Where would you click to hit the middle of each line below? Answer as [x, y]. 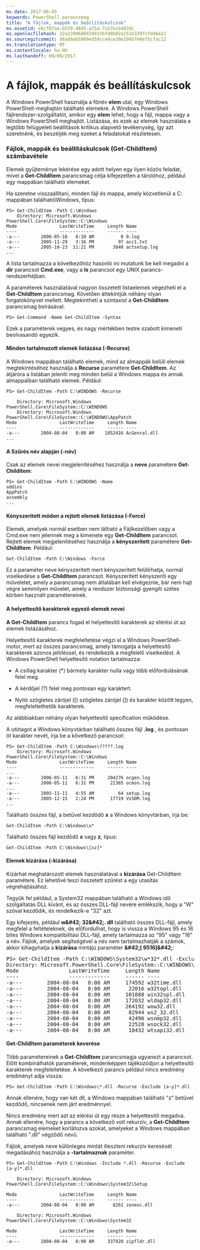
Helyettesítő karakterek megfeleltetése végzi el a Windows [78, 640]
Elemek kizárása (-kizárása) [41, 861]
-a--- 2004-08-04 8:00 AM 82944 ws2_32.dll [93, 1012]
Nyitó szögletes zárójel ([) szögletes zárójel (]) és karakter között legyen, [104, 700]
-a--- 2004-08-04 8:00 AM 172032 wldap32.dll [94, 1000]
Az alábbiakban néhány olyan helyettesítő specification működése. [88, 718]
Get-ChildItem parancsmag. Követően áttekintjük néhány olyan [84, 294]
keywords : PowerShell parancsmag [48, 17]
